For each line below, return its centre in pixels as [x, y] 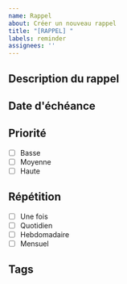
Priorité [27, 134]
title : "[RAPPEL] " [41, 31]
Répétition [35, 197]
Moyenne [36, 161]
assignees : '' [32, 46]
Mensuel [35, 244]
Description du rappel [64, 79]
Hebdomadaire [45, 234]
